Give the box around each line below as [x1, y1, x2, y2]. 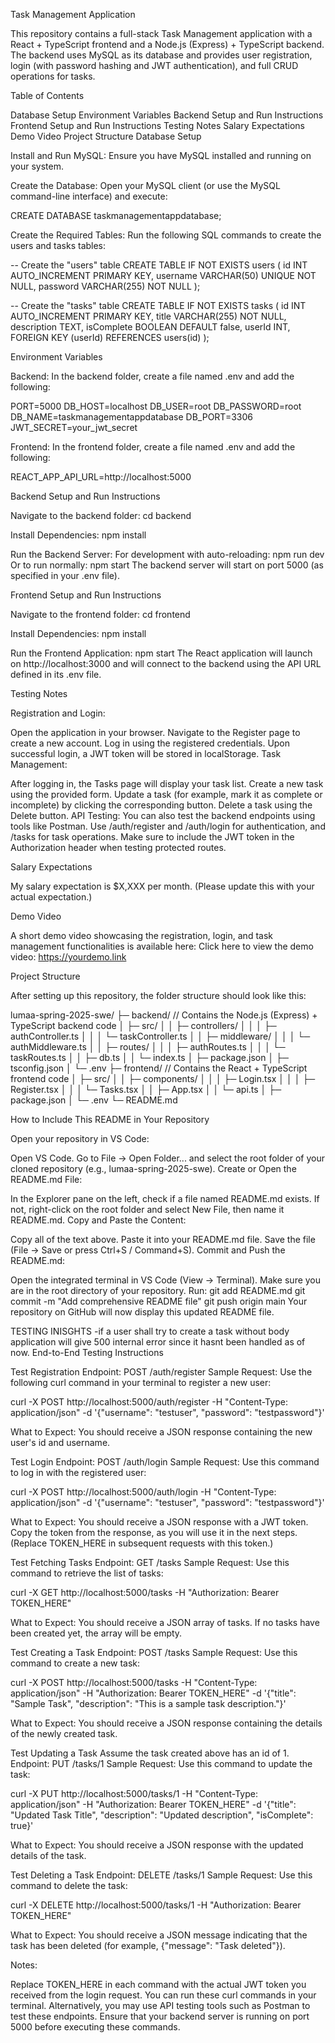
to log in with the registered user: [10, 1467, 147, 1478]
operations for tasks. [10, 70, 96, 82]
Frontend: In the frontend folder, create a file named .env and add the [10, 441, 296, 453]
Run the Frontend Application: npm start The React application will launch [10, 647, 313, 659]
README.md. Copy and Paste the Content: [10, 1214, 187, 1226]
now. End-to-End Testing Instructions [10, 1347, 164, 1358]
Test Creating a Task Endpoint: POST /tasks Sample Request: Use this [10, 1647, 298, 1658]
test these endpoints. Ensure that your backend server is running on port [10, 2010, 310, 2022]
